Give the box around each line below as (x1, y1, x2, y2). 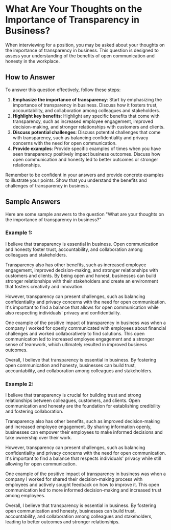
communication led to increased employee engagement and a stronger (5, 336, 155, 342)
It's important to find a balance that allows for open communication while (5, 304, 159, 310)
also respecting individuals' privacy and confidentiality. (5, 309, 121, 315)
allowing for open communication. (5, 461, 77, 467)
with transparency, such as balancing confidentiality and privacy (12, 134, 149, 141)
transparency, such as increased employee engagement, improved (12, 118, 154, 124)
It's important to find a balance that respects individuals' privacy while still (5, 455, 161, 461)
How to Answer (5, 73, 55, 82)
